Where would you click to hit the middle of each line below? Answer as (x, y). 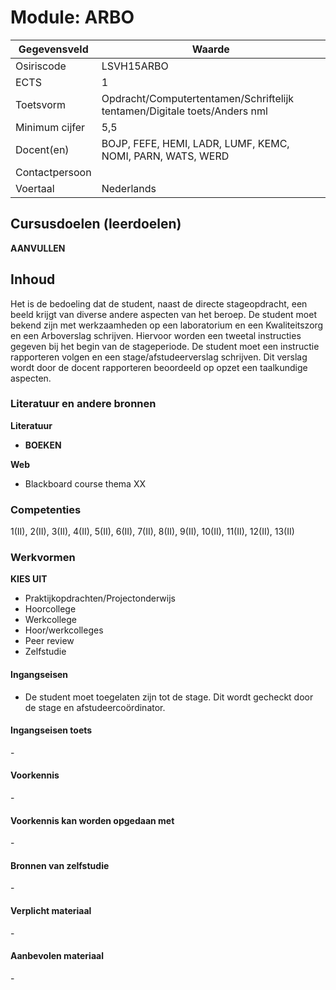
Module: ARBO (72, 17)
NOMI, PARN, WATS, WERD (165, 156)
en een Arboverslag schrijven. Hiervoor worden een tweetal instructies (156, 335)
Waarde (210, 49)
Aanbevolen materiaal (57, 956)
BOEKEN (43, 445)
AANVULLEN (38, 248)
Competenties (46, 509)
